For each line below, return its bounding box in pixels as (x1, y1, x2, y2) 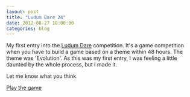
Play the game (6, 84, 42, 92)
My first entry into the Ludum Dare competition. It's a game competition (6, 42, 184, 49)
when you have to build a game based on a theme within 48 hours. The (6, 48, 183, 56)
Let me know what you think (6, 72, 77, 80)
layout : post (6, 8, 39, 15)
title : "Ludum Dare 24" (6, 14, 66, 20)
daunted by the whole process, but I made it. (6, 61, 118, 68)
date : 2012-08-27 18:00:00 (6, 20, 74, 26)
